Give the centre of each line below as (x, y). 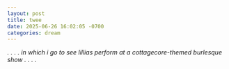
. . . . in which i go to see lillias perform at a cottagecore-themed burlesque (115, 52)
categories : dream (34, 33)
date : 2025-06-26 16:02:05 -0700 (56, 26)
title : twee (24, 20)
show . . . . (22, 60)
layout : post (26, 13)
